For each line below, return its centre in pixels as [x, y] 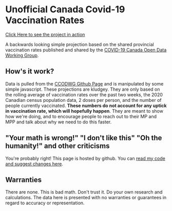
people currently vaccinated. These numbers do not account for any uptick [86, 105]
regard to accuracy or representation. [45, 203]
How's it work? [30, 71]
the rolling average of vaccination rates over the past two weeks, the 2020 [84, 94]
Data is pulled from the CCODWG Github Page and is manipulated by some [84, 83]
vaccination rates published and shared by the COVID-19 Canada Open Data [86, 50]
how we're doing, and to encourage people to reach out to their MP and [81, 116]
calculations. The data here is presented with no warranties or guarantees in [86, 198]
